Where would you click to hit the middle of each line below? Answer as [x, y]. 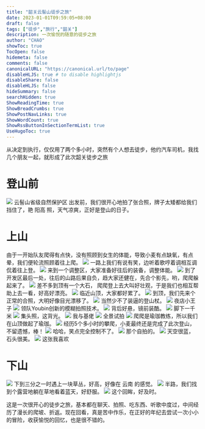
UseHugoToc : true [28, 131]
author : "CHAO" [26, 40]
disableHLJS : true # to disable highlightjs [64, 75]
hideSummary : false [31, 92]
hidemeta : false [27, 57]
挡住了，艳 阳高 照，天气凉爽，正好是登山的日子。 [69, 210]
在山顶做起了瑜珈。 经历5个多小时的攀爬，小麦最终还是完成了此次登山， [101, 323]
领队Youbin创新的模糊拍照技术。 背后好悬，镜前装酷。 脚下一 [105, 308]
